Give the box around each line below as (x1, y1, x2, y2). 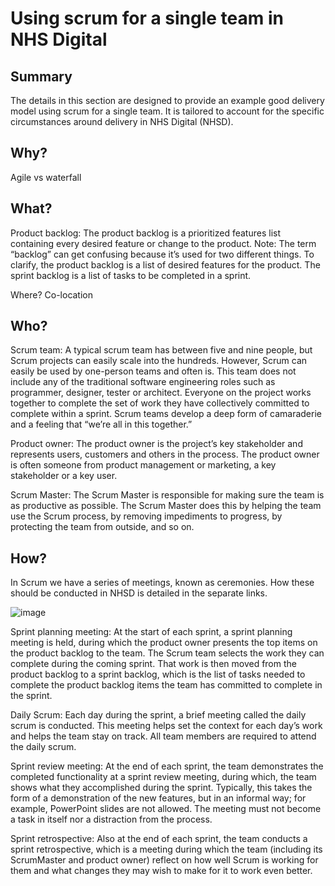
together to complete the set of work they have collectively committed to (10, 397, 310, 409)
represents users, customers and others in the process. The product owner (10, 448, 320, 461)
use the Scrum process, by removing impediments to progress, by (10, 510, 283, 522)
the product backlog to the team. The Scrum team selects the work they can (10, 647, 325, 659)
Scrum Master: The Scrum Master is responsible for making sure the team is (10, 489, 325, 501)
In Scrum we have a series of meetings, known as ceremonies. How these (10, 577, 315, 589)
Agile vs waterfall (10, 171, 82, 183)
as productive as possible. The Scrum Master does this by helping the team (10, 500, 322, 512)
